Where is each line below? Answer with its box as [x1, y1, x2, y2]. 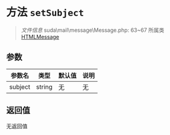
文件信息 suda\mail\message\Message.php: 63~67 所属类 [20, 26, 165, 34]
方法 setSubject [6, 5, 84, 19]
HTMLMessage [20, 33, 59, 40]
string [36, 82, 53, 91]
